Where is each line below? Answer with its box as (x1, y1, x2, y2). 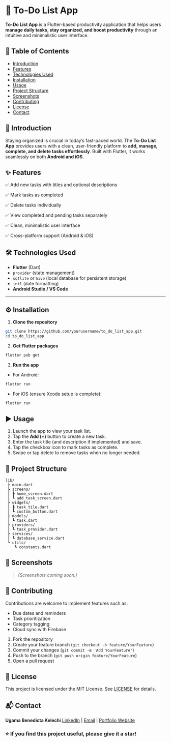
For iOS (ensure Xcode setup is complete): (12, 391, 102, 397)
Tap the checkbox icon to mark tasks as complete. (12, 444, 119, 451)
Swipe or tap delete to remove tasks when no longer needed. (12, 450, 141, 456)
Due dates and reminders (12, 610, 66, 616)
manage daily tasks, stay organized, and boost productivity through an (5, 26, 158, 33)
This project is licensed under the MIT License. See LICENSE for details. (5, 686, 156, 692)
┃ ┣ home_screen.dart (7, 491, 53, 496)
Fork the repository (12, 636, 53, 642)
